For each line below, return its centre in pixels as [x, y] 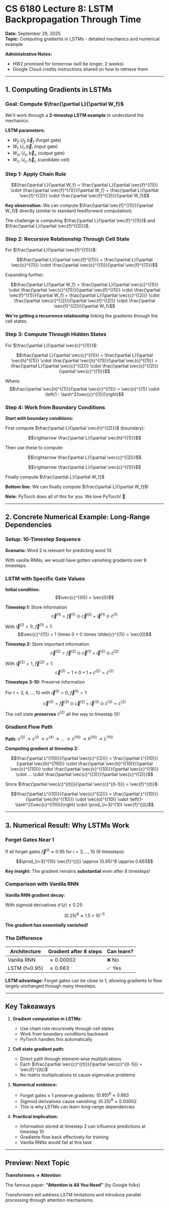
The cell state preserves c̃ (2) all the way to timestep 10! [62, 713]
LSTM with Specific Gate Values [45, 578]
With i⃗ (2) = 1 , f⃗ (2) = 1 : [29, 663]
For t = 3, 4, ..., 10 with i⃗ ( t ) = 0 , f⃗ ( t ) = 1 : [47, 692]
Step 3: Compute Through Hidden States [56, 335]
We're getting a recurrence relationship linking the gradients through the [81, 316]
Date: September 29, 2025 [33, 33]
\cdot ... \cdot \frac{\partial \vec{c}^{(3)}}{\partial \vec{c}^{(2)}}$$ [84, 775]
